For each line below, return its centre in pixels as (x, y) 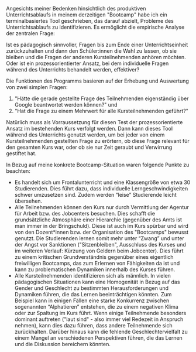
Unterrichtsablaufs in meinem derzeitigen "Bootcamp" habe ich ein (87, 15)
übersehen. (28, 201)
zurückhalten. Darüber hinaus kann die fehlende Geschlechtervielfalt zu (101, 332)
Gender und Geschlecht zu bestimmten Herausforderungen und (91, 288)
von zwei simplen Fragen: (37, 87)
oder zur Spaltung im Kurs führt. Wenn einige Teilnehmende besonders (100, 313)
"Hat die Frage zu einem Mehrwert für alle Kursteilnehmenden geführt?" (102, 111)
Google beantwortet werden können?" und (66, 105)
